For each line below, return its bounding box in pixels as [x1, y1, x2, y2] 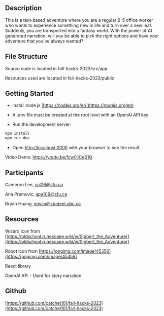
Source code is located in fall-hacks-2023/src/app [5, 65, 108, 71]
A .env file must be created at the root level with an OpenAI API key [12, 112, 149, 118]
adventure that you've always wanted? [5, 38, 84, 44]
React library [5, 263, 31, 269]
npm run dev [5, 136, 30, 141]
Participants [5, 168, 43, 177]
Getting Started [5, 89, 54, 98]
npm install [5, 131, 30, 136]
